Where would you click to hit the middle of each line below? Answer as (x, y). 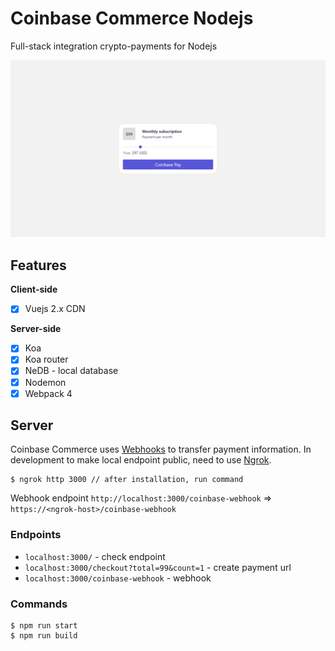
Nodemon (45, 382)
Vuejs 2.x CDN (55, 309)
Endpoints (36, 535)
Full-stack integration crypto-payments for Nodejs (114, 46)
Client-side (34, 289)
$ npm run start (44, 626)
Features (38, 265)
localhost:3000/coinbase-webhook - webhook (118, 578)
